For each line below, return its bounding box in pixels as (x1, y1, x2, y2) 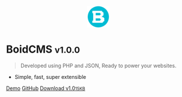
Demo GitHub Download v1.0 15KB (6, 85, 85, 92)
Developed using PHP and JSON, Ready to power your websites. (20, 62, 177, 69)
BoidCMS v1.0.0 (6, 43, 80, 56)
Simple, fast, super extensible (14, 73, 87, 80)
